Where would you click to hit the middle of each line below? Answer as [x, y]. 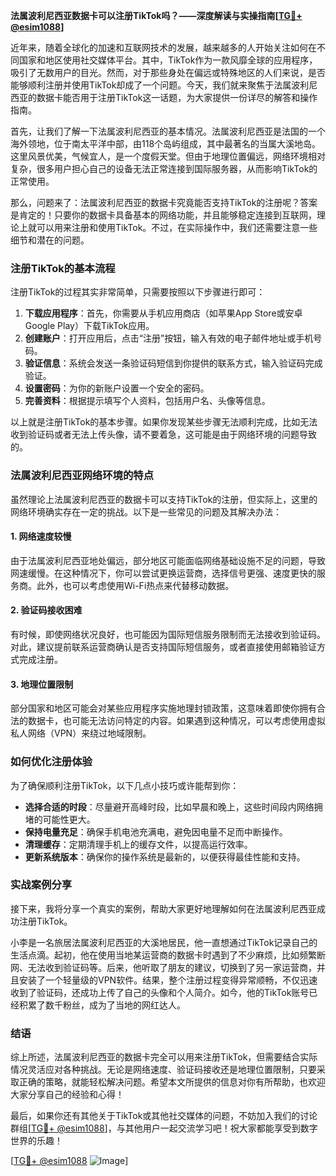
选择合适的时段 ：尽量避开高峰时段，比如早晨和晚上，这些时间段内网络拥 [173, 806]
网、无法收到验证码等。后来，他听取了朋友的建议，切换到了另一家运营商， [163, 967]
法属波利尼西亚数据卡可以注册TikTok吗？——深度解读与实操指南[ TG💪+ [156, 15]
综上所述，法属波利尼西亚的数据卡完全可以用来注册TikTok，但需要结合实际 [164, 1057]
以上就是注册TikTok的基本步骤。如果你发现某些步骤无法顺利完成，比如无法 [164, 422]
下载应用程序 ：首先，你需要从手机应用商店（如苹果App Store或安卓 [163, 313]
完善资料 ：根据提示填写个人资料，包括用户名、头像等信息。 [147, 401]
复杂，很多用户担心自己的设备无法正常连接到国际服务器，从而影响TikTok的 [164, 168]
